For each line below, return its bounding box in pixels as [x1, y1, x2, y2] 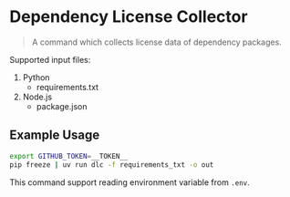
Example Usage [9, 128, 100, 143]
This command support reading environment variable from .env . [9, 176, 251, 188]
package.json [36, 100, 88, 111]
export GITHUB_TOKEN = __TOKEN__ [9, 151, 129, 161]
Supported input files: [9, 54, 91, 65]
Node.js [22, 91, 53, 102]
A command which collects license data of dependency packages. [31, 36, 283, 47]
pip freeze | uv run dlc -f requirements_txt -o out [9, 160, 214, 170]
